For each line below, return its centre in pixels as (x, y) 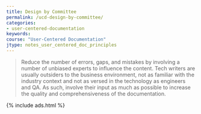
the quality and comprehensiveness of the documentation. (93, 94)
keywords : (19, 34)
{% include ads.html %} (36, 105)
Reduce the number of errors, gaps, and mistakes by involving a (100, 62)
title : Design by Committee (42, 12)
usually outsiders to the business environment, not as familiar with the (107, 75)
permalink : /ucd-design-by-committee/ (55, 17)
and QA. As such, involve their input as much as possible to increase (106, 87)
